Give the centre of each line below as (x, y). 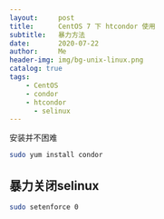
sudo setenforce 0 (44, 207)
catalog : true (36, 69)
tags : (19, 77)
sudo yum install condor (56, 155)
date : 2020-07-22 (54, 43)
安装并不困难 (33, 138)
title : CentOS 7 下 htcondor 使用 (82, 26)
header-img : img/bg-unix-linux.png (77, 60)
